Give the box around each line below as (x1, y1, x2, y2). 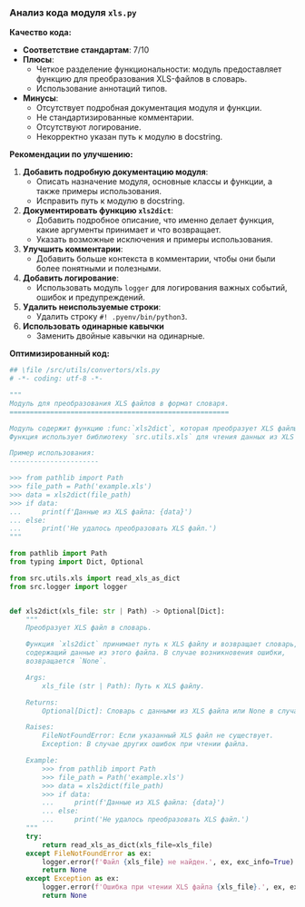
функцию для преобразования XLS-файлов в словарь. (35, 74, 248, 84)
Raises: (25, 723, 54, 732)
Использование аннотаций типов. (35, 84, 168, 94)
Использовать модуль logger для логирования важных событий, (35, 282, 288, 293)
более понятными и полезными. (35, 263, 162, 274)
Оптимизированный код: (9, 348, 111, 360)
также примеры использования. (35, 186, 162, 197)
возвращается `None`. (25, 656, 107, 666)
